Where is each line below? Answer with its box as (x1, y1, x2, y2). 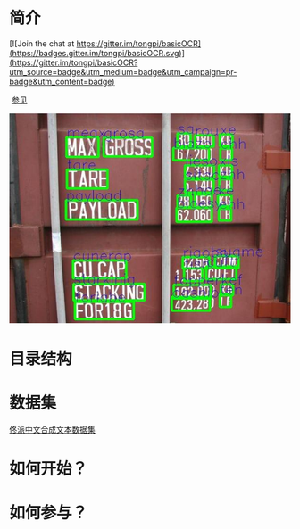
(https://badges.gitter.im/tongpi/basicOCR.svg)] (9, 47, 186, 58)
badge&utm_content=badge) (9, 76, 115, 87)
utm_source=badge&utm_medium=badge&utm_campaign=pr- (9, 66, 237, 77)
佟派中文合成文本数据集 (9, 424, 96, 434)
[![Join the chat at (9, 37, 75, 49)
